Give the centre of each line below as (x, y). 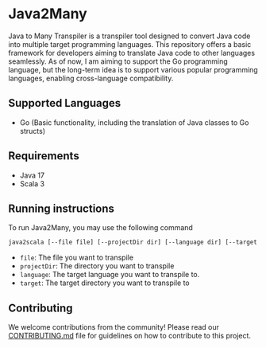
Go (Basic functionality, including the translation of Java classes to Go (134, 122)
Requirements (44, 156)
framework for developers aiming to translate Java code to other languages (132, 53)
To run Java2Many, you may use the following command (100, 228)
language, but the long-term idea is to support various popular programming (133, 69)
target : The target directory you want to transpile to (104, 283)
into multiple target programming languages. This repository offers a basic (130, 44)
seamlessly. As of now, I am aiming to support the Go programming (118, 61)
